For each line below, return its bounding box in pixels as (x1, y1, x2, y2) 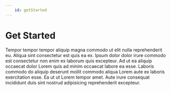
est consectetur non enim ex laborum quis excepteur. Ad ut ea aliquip (5, 58, 153, 64)
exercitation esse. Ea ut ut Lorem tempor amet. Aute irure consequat (5, 74, 150, 80)
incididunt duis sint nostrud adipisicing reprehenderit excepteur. (5, 79, 141, 85)
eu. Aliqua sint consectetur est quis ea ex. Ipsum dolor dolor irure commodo (5, 52, 166, 58)
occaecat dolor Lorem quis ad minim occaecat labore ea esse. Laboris (5, 63, 154, 69)
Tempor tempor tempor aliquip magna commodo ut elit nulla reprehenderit (5, 47, 163, 53)
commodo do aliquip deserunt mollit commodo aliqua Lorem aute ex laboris (5, 68, 165, 75)
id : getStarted (14, 7, 47, 13)
